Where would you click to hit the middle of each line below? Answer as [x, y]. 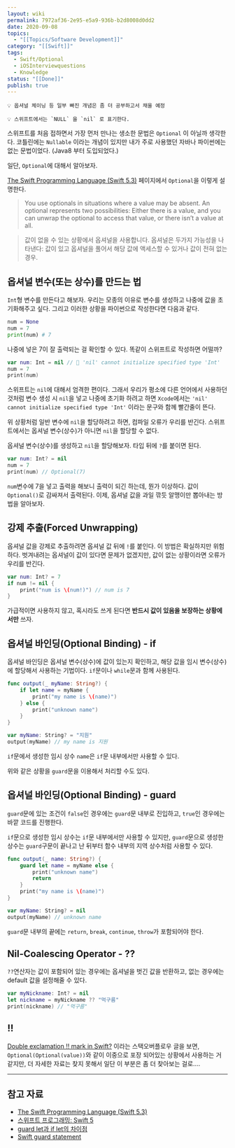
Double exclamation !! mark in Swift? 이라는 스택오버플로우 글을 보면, [104, 1046]
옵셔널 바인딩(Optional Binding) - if [82, 644]
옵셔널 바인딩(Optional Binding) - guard [92, 795]
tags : [15, 53]
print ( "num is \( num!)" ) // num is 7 [75, 590]
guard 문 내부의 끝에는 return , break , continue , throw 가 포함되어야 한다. [106, 931]
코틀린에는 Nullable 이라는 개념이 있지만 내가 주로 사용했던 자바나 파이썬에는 [121, 142]
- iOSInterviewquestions [50, 66]
